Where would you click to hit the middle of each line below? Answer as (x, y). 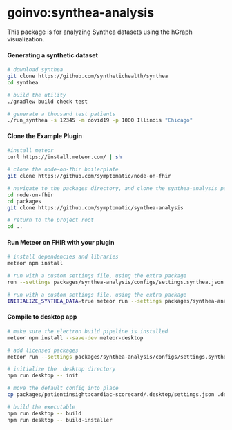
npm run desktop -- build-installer (60, 420)
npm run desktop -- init (43, 376)
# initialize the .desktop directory (61, 369)
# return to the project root (51, 220)
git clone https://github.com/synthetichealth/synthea (88, 76)
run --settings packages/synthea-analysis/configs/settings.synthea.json (116, 282)
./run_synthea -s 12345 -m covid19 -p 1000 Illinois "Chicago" (100, 120)
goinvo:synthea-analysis (80, 13)
